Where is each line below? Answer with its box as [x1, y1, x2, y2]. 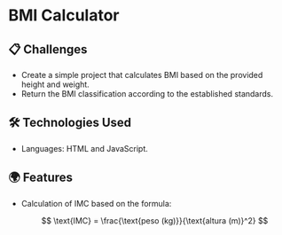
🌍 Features [8, 170, 73, 185]
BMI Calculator [8, 5, 120, 26]
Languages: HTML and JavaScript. [20, 143, 148, 153]
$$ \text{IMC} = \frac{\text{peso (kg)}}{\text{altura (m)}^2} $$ [41, 215, 269, 226]
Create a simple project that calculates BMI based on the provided [20, 70, 263, 80]
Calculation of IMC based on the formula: [20, 198, 172, 208]
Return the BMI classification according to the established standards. [20, 89, 274, 98]
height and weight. [20, 79, 90, 90]
